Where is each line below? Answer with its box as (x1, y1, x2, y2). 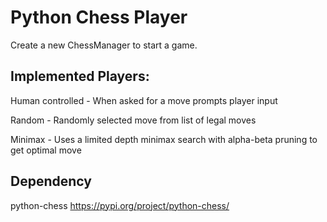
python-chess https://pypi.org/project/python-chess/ (10, 199, 230, 211)
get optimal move (10, 144, 82, 156)
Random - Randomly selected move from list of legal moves (10, 114, 257, 126)
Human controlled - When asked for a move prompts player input (10, 94, 278, 106)
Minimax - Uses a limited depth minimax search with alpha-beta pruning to (10, 133, 318, 145)
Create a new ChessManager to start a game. (10, 39, 198, 51)
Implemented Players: (10, 68, 150, 85)
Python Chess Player (10, 6, 188, 29)
